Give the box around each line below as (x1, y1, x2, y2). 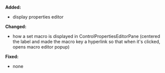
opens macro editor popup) (12, 44, 70, 49)
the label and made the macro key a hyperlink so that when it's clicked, (12, 38, 160, 44)
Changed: (5, 23, 27, 29)
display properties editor (12, 14, 64, 19)
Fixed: (5, 53, 19, 59)
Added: (5, 4, 21, 10)
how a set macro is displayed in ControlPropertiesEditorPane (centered (12, 33, 160, 39)
